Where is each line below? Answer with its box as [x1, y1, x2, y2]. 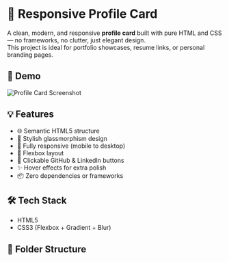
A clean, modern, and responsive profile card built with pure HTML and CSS [7, 29, 222, 37]
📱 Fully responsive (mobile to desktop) [16, 142, 126, 150]
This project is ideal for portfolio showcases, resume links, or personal [7, 43, 205, 51]
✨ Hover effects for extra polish [16, 163, 107, 172]
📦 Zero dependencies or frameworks [16, 171, 124, 180]
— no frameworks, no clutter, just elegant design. [7, 36, 146, 44]
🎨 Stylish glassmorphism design [16, 134, 108, 142]
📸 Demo [7, 70, 41, 82]
